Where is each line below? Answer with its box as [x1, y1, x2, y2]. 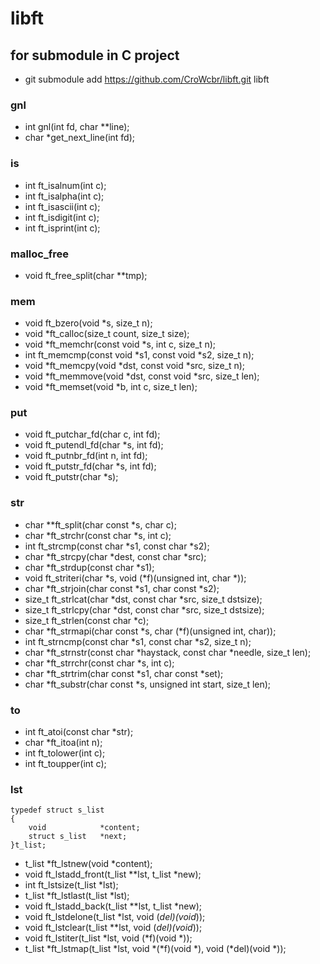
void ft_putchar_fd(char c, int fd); [24, 428, 161, 441]
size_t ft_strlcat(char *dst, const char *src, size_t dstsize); [24, 593, 263, 605]
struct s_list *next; [28, 832, 128, 842]
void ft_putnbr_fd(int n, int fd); [24, 450, 148, 462]
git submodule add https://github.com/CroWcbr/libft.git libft [24, 73, 270, 85]
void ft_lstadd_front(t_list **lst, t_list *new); [24, 868, 202, 881]
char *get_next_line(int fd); [24, 132, 135, 144]
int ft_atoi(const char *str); [24, 726, 134, 738]
